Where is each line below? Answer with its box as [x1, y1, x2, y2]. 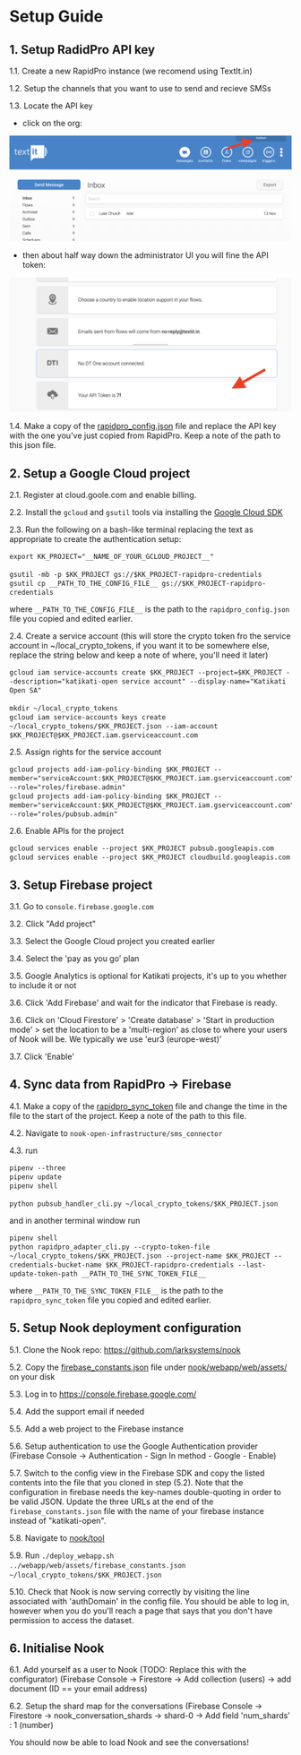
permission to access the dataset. [9, 1614, 134, 1625]
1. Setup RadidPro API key [9, 42, 155, 57]
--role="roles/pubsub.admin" [9, 810, 118, 819]
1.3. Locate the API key [9, 100, 93, 111]
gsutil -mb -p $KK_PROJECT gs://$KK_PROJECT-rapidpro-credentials [9, 571, 262, 580]
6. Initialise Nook [9, 1641, 105, 1656]
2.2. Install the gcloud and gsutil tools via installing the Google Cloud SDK [9, 507, 284, 518]
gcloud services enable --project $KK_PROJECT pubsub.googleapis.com [9, 844, 275, 853]
